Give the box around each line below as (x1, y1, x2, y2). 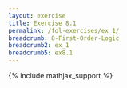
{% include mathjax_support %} (8, 71, 113, 80)
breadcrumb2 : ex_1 (8, 42, 69, 50)
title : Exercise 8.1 (8, 19, 77, 27)
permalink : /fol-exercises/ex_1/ (8, 26, 120, 34)
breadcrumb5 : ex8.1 (8, 49, 73, 57)
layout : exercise (8, 11, 66, 20)
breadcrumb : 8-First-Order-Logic (8, 34, 120, 42)
